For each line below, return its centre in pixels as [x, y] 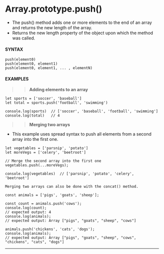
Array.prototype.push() [54, 9]
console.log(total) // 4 [32, 116]
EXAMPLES [17, 78]
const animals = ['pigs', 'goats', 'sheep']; [52, 195]
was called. [23, 38]
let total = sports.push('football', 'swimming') [57, 103]
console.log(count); [26, 208]
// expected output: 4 [28, 212]
